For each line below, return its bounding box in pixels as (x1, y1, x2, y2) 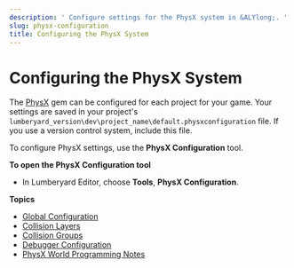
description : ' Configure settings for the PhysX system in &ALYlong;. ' (9, 12, 289, 22)
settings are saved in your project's (9, 106, 139, 117)
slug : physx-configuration (9, 21, 109, 30)
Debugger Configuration (21, 240, 112, 250)
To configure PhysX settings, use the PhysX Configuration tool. (9, 143, 243, 154)
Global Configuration (21, 211, 99, 222)
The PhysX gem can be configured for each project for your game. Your (9, 97, 273, 107)
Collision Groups (21, 230, 83, 240)
